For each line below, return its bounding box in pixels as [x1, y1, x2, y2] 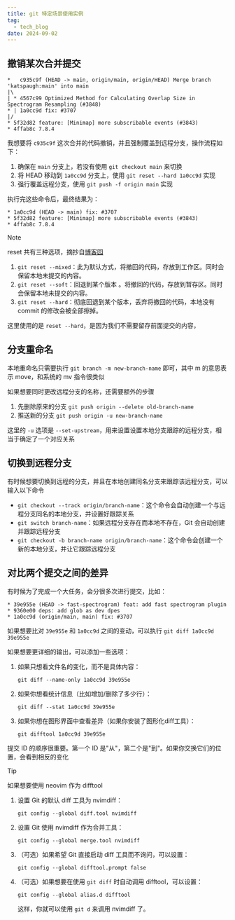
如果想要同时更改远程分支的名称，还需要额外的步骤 [7, 387, 155, 396]
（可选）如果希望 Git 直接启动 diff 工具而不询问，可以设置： [17, 850, 190, 858]
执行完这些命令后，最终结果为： [7, 195, 99, 203]
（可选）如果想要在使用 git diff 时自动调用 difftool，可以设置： [17, 877, 203, 886]
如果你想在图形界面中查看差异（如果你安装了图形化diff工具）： [17, 716, 196, 725]
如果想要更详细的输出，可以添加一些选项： [7, 647, 130, 656]
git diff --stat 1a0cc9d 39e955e [17, 703, 115, 710]
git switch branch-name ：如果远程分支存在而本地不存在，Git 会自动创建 [17, 518, 225, 526]
